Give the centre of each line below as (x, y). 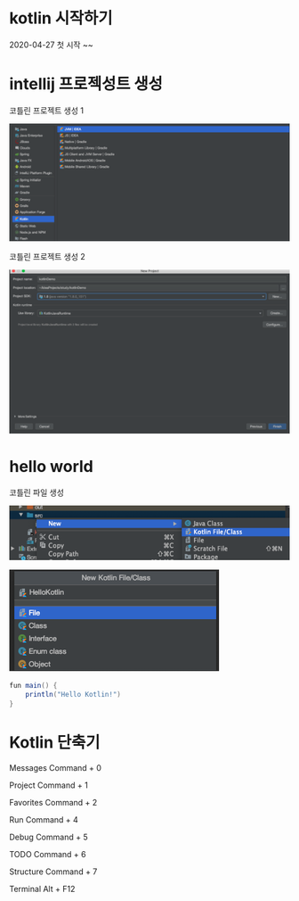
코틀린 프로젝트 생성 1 (47, 110)
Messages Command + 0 (56, 768)
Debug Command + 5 (48, 837)
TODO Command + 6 (48, 855)
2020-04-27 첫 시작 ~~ (51, 45)
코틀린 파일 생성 (37, 492)
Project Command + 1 (49, 785)
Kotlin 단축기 (55, 743)
